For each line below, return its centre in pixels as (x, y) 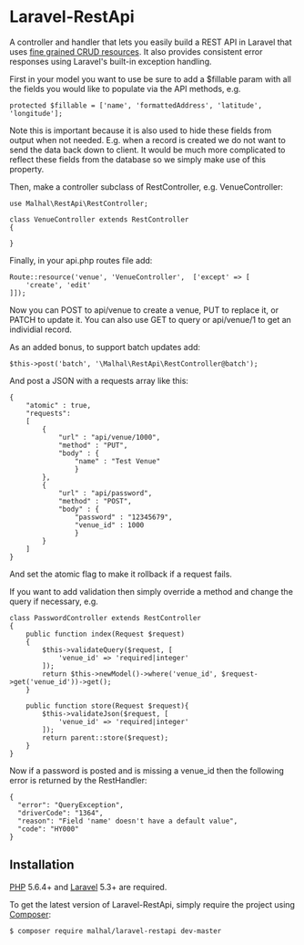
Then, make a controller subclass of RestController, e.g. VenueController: (147, 187)
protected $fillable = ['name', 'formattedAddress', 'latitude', (136, 105)
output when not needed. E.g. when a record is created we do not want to (148, 140)
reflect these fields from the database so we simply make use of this (138, 159)
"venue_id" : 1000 (109, 525)
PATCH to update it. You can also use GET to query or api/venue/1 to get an (150, 319)
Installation (42, 865)
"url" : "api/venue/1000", (109, 437)
